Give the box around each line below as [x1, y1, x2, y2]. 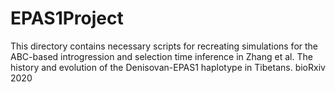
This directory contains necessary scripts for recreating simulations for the [10, 40, 319, 52]
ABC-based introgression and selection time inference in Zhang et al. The [10, 50, 313, 62]
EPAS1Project [10, 7, 124, 30]
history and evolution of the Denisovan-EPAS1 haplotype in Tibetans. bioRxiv [10, 61, 326, 73]
